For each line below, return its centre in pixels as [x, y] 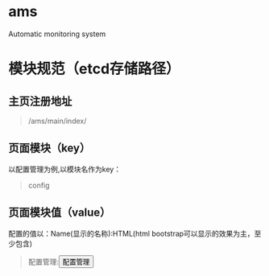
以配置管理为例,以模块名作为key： [65, 169]
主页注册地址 [40, 101]
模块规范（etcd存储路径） [94, 69]
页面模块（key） [50, 148]
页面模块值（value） [60, 213]
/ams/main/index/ [57, 121]
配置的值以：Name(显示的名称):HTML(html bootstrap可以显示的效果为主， [132, 233]
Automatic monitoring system [57, 34]
